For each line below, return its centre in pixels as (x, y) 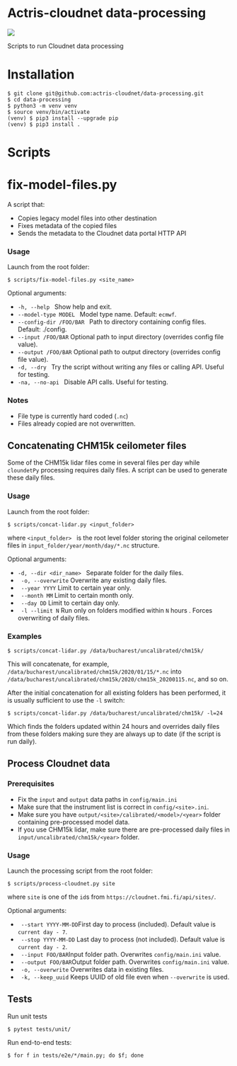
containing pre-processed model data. (74, 822)
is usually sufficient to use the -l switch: (66, 700)
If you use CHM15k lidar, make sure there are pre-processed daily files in (123, 829)
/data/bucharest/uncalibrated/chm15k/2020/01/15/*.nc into (94, 671)
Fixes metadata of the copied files (67, 226)
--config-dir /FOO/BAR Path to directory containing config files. (112, 322)
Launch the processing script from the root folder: (80, 871)
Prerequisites (31, 784)
